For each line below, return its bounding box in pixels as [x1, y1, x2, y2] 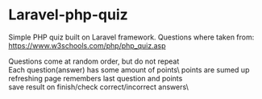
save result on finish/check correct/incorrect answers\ [8, 82, 189, 92]
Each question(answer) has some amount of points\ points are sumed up [8, 64, 250, 74]
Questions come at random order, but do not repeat [8, 56, 180, 66]
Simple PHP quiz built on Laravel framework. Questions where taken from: [8, 32, 255, 42]
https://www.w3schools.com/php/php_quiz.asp [8, 40, 167, 50]
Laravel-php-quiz [8, 6, 129, 24]
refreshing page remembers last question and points [8, 73, 183, 83]
